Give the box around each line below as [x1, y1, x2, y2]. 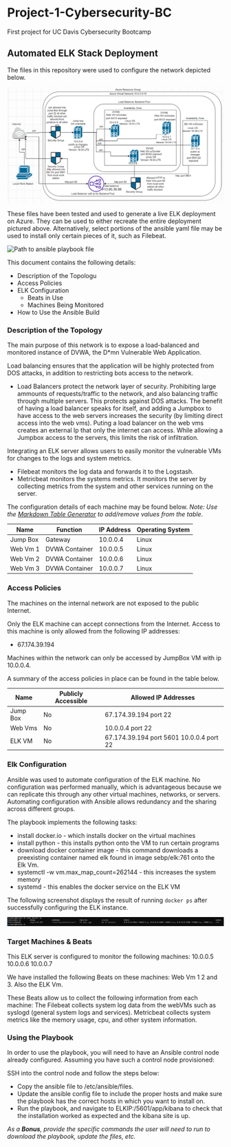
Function [56, 525, 82, 534]
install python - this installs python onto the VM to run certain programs [16, 839, 220, 847]
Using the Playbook [7, 1033, 74, 1042]
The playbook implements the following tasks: [7, 818, 137, 826]
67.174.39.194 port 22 [104, 711, 172, 719]
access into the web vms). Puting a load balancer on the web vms [16, 419, 204, 428]
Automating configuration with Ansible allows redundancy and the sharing [7, 797, 217, 806]
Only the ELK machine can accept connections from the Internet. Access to [7, 620, 221, 628]
